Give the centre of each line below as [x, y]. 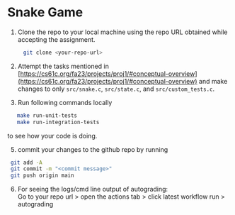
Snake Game [45, 12]
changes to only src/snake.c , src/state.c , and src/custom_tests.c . [116, 89]
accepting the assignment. [56, 39]
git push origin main [42, 176]
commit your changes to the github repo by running [93, 149]
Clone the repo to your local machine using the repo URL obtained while [122, 32]
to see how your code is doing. [52, 136]
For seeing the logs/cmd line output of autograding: [93, 189]
